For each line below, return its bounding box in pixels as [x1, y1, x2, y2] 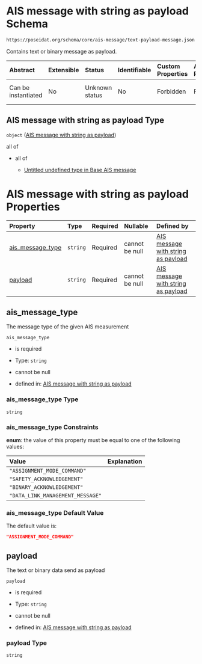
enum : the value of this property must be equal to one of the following [6, 436, 180, 443]
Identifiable [117, 66, 151, 74]
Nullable [124, 221, 148, 230]
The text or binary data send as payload [6, 567, 105, 574]
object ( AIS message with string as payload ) [6, 131, 117, 138]
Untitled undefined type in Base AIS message [23, 166, 136, 173]
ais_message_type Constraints [6, 423, 99, 431]
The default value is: [6, 522, 57, 530]
